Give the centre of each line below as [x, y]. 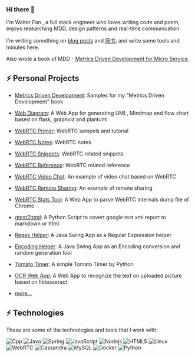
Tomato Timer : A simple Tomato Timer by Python [74, 264]
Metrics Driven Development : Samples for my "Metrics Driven [90, 95]
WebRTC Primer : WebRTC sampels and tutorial [71, 131]
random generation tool [43, 253]
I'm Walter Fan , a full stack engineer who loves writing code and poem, [93, 22]
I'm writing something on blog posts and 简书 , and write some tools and [93, 41]
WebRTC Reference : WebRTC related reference [72, 165]
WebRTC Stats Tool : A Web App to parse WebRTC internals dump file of [102, 200]
